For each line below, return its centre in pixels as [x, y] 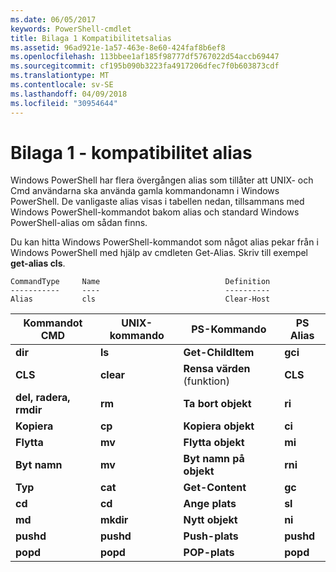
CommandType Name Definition [140, 282]
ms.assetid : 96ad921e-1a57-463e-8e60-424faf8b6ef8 [118, 47]
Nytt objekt [210, 520]
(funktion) [206, 381]
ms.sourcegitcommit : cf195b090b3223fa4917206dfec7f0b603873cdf [145, 66]
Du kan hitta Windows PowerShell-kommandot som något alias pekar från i [164, 242]
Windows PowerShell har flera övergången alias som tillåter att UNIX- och [162, 180]
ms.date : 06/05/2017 [53, 19]
